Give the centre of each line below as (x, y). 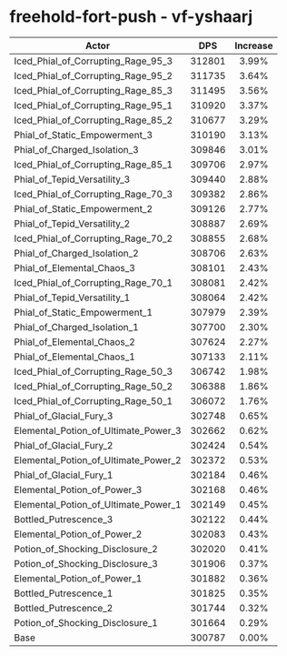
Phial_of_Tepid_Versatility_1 (72, 298)
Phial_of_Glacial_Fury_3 (64, 416)
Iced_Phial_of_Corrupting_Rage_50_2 (94, 386)
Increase (254, 45)
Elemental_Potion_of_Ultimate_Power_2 (98, 459)
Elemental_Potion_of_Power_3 (78, 489)
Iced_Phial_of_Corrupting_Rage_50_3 (94, 371)
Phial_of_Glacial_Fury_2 (64, 445)
